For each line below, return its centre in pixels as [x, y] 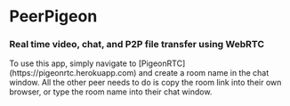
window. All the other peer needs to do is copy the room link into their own [145, 83]
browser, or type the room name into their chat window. [111, 92]
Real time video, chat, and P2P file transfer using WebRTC [137, 45]
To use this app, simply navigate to [73, 63]
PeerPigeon [53, 16]
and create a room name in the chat [204, 73]
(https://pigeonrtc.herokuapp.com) [73, 73]
